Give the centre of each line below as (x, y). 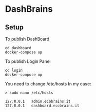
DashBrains (29, 9)
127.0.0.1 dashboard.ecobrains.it (42, 106)
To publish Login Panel (28, 61)
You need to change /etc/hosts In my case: (48, 84)
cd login (14, 70)
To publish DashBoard (27, 39)
